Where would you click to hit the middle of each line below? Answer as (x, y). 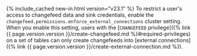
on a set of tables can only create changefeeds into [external (82, 40)
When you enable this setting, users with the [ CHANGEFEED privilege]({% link (98, 27)
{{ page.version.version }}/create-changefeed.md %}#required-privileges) (98, 34)
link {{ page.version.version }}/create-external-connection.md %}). (100, 46)
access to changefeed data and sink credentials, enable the (80, 15)
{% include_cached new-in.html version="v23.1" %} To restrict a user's (94, 9)
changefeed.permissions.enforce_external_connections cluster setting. (94, 21)
